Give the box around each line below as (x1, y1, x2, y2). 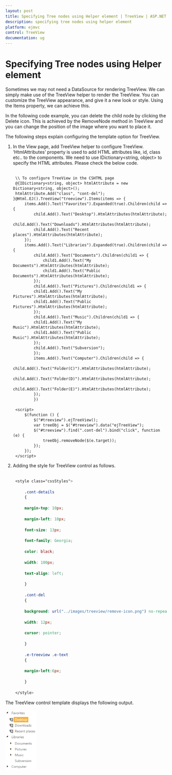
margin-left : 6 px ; (24, 668, 62, 674)
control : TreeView (5, 30, 45, 36)
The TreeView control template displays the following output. (5, 699, 134, 706)
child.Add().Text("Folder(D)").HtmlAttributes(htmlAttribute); (12, 376, 151, 381)
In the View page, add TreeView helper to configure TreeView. (12, 143, 144, 149)
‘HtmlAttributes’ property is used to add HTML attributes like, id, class (12, 149, 161, 155)
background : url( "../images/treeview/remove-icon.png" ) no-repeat (24, 609, 169, 614)
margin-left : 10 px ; (24, 516, 66, 522)
